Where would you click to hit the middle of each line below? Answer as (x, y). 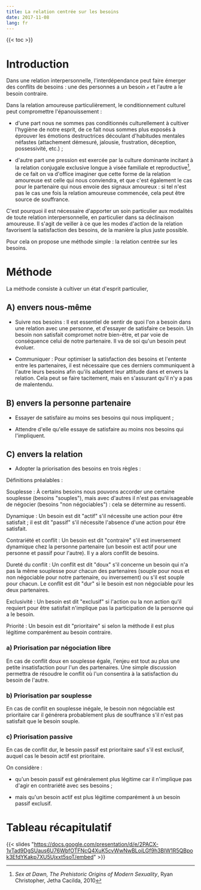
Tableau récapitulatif (59, 827)
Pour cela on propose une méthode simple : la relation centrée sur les (92, 241)
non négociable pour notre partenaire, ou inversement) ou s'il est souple (95, 577)
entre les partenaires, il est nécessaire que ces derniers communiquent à (105, 365)
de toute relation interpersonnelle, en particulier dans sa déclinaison (90, 217)
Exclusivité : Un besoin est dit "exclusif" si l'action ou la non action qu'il (94, 602)
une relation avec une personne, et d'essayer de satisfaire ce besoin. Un (104, 328)
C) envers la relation (45, 454)
